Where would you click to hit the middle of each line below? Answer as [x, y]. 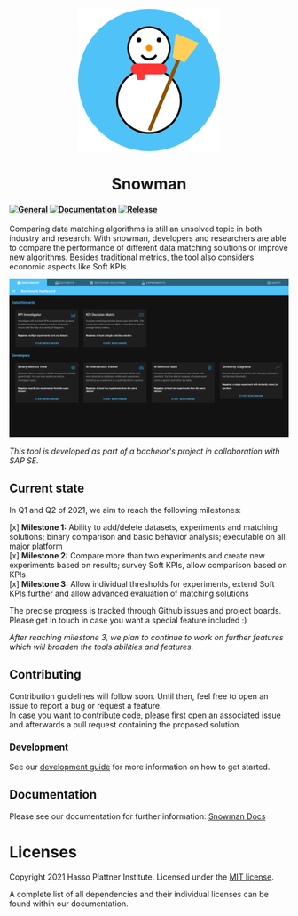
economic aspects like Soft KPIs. [69, 267]
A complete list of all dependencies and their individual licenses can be [139, 894]
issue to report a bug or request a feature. [86, 705]
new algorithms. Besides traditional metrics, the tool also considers [132, 257]
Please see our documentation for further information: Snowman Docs [137, 816]
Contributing [45, 675]
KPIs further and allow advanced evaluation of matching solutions [129, 593]
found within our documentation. [69, 904]
